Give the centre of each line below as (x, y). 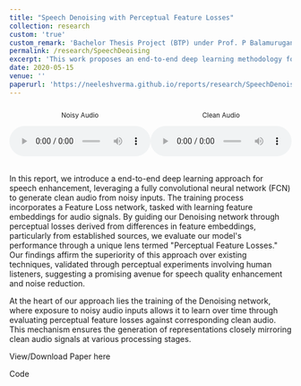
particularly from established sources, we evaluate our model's (125, 235)
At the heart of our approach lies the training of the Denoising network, (140, 301)
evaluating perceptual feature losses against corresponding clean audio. (143, 320)
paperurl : (28, 84)
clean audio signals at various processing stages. (100, 338)
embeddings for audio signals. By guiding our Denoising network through (145, 216)
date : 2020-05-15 (42, 68)
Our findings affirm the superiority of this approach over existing (128, 254)
